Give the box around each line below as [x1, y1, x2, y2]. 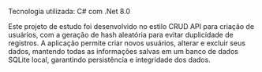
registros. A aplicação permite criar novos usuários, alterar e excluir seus [8, 38, 246, 48]
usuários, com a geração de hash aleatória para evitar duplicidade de [8, 31, 234, 39]
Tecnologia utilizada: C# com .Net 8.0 [8, 7, 131, 16]
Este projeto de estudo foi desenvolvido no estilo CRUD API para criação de [8, 22, 255, 31]
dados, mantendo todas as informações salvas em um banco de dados [8, 47, 239, 56]
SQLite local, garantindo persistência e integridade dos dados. [8, 55, 211, 64]
